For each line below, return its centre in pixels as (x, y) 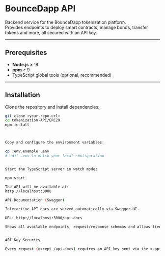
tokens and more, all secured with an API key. (51, 32)
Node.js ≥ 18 (25, 64)
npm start (15, 178)
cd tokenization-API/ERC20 (33, 120)
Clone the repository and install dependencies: (52, 107)
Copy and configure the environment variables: (55, 142)
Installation (23, 95)
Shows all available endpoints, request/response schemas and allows (78, 227)
